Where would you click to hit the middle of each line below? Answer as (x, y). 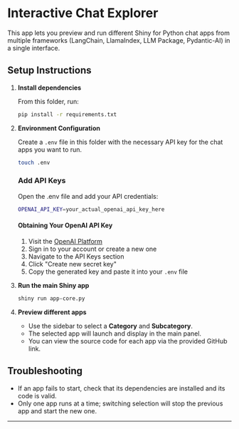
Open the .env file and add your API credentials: (88, 196)
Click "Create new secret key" (73, 264)
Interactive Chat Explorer (83, 13)
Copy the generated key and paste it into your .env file (108, 272)
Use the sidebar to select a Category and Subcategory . (111, 326)
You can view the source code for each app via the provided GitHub (128, 341)
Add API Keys (42, 181)
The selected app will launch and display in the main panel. (115, 334)
